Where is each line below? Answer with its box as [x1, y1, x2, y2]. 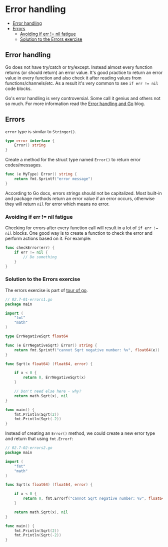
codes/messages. [5, 162, 42, 168]
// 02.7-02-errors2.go [5, 445, 52, 450]
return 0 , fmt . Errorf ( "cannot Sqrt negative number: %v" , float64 [23, 496, 164, 501]
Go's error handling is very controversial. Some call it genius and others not [5, 95, 161, 101]
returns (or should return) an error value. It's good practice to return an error [5, 69, 163, 75]
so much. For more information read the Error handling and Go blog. [5, 101, 145, 107]
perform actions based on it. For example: [5, 235, 91, 242]
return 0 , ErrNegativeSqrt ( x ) [23, 375, 86, 380]
